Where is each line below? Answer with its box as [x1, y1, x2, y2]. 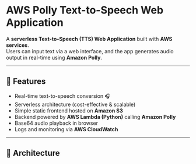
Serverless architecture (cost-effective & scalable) [14, 101, 136, 108]
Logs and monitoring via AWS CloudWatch [14, 125, 118, 132]
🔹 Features [6, 77, 46, 87]
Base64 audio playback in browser [14, 119, 98, 127]
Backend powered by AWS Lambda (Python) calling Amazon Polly [14, 113, 176, 120]
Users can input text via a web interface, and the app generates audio [6, 47, 174, 54]
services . [6, 42, 29, 49]
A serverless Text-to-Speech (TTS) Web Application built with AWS [6, 35, 173, 42]
